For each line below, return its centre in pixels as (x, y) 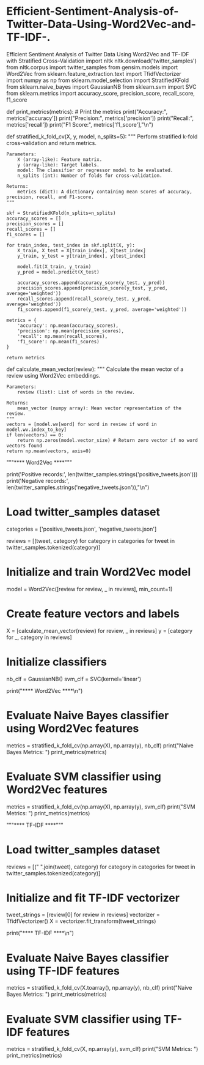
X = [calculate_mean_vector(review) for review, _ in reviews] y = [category (100, 630)
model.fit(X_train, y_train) (54, 267)
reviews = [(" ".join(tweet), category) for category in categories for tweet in (101, 867)
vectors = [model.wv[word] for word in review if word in (82, 424)
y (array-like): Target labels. (58, 165)
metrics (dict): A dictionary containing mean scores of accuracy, (105, 192)
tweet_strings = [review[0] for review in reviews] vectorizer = (83, 915)
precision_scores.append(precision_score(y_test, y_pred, (93, 288)
